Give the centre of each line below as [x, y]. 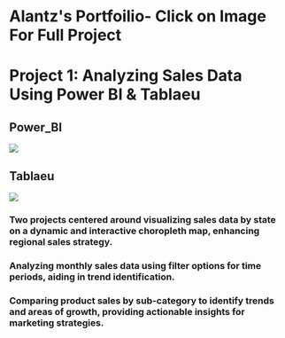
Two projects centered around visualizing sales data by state [142, 219]
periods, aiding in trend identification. [92, 277]
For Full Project [65, 35]
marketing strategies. [57, 323]
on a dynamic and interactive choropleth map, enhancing [135, 231]
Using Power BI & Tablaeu [105, 94]
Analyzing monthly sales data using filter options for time [135, 265]
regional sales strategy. [61, 241]
